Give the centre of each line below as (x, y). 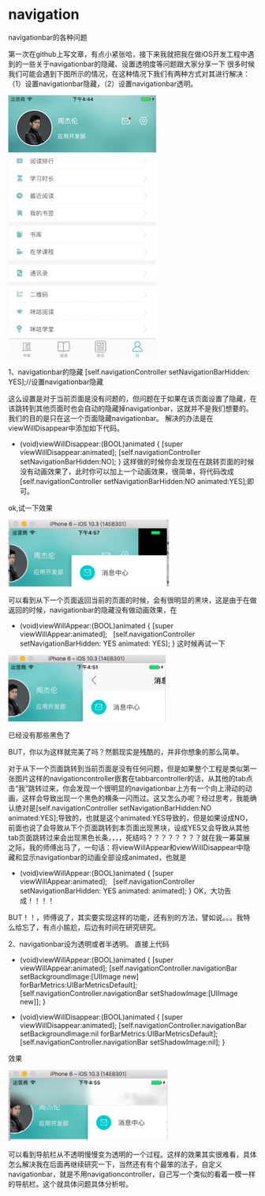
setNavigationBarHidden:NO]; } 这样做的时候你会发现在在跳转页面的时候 (137, 461)
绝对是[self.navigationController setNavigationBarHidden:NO (113, 808)
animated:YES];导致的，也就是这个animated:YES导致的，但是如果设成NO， (130, 818)
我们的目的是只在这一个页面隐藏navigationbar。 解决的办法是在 (111, 418)
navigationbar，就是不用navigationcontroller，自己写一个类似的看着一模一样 (132, 1174)
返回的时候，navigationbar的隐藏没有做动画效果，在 (93, 609)
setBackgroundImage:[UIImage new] (79, 976)
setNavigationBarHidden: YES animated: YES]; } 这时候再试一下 (123, 643)
